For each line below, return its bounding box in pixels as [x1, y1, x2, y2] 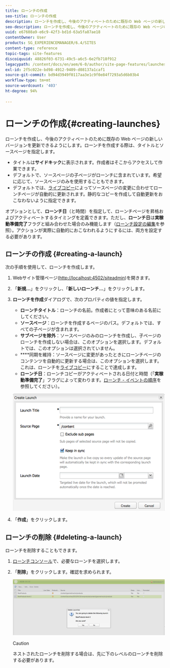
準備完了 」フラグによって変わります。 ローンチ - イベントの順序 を [24, 377, 161, 383]
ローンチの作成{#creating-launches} [5, 118, 161, 129]
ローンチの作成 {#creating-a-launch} [5, 249, 123, 258]
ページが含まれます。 [37, 326, 82, 332]
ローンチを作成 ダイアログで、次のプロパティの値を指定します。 [12, 296, 145, 303]
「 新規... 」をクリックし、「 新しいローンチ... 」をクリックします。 [12, 286, 148, 292]
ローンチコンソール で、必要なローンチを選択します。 [12, 558, 123, 564]
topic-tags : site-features [5, 51, 62, 56]
